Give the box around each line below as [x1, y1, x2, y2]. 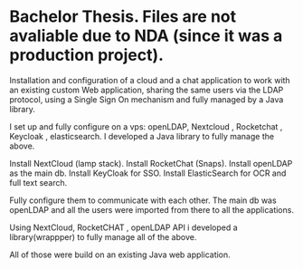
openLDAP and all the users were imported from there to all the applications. [9, 204, 294, 215]
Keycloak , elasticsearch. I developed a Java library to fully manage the [9, 130, 274, 141]
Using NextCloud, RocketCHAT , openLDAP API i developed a [9, 222, 238, 233]
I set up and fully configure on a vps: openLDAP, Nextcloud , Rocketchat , [9, 120, 283, 132]
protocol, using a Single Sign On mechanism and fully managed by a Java [9, 93, 284, 105]
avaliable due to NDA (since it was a [9, 25, 283, 46]
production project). [9, 45, 165, 65]
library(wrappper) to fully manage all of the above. [9, 231, 197, 242]
